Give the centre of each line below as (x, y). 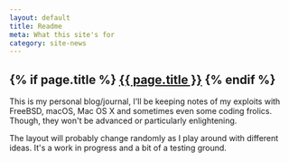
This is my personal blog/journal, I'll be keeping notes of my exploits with (145, 101)
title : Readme (36, 26)
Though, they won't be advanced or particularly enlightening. (123, 121)
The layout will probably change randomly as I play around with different (144, 138)
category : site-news (48, 43)
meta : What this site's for (62, 34)
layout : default (40, 18)
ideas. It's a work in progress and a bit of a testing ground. (118, 148)
